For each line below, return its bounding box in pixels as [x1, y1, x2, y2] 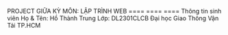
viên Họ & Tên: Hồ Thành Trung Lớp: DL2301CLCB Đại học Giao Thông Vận [7, 14, 219, 22]
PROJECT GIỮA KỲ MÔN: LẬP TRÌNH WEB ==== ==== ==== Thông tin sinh [7, 7, 222, 15]
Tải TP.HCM [7, 22, 41, 29]
